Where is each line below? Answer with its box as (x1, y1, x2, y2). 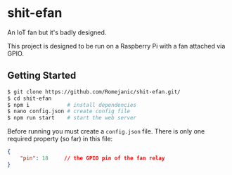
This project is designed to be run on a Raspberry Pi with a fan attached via (7, 41, 226, 50)
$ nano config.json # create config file (7, 108, 131, 115)
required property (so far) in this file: (7, 135, 113, 143)
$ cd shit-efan (7, 95, 52, 102)
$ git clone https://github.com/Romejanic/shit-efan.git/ (7, 88, 181, 96)
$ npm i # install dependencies (7, 101, 137, 108)
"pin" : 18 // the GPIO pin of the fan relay (20, 155, 165, 162)
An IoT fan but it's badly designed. (7, 28, 107, 37)
